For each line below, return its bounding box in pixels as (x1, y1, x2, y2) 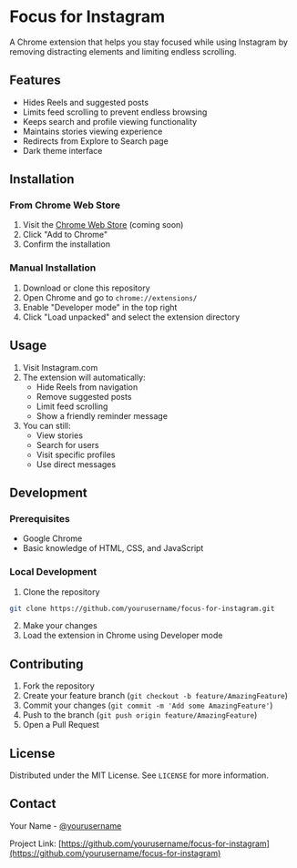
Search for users (36, 439, 99, 450)
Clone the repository (22, 586, 100, 597)
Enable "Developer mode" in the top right (22, 301, 178, 312)
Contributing (9, 656, 84, 671)
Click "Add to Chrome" (22, 230, 108, 240)
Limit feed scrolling (36, 401, 108, 412)
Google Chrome (22, 533, 83, 544)
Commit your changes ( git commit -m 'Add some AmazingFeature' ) (22, 700, 273, 711)
